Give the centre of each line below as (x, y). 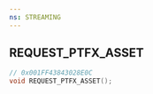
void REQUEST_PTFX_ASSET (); (61, 81)
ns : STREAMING (35, 17)
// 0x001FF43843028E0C (51, 73)
